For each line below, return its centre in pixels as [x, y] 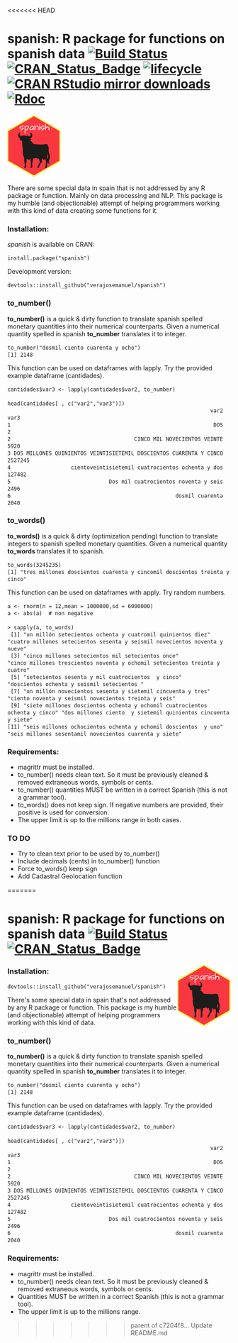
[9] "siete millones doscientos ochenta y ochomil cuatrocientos [109, 705]
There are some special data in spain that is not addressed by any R [106, 188]
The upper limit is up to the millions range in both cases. [100, 820]
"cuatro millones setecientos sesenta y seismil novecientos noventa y [115, 641]
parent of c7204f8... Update [171, 1325]
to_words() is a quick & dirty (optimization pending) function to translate [113, 536]
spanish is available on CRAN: [51, 245]
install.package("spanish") [49, 258]
